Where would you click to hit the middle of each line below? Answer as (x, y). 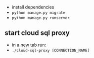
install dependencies (33, 7)
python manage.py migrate (38, 13)
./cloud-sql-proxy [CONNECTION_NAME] (51, 50)
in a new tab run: (29, 45)
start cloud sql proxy (37, 33)
